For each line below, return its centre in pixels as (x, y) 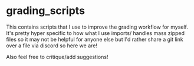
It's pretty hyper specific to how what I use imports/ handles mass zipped (95, 33)
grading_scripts (46, 11)
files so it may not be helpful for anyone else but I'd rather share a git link (95, 39)
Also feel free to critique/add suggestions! (57, 57)
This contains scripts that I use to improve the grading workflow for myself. (97, 27)
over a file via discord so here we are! (52, 46)
